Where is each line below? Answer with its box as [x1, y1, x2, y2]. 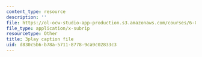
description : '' [6, 14, 47, 20]
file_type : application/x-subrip [6, 25, 90, 31]
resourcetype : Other [6, 31, 58, 37]
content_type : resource [6, 8, 66, 15]
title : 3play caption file [6, 36, 74, 42]
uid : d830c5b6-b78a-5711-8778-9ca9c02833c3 [6, 42, 117, 48]
